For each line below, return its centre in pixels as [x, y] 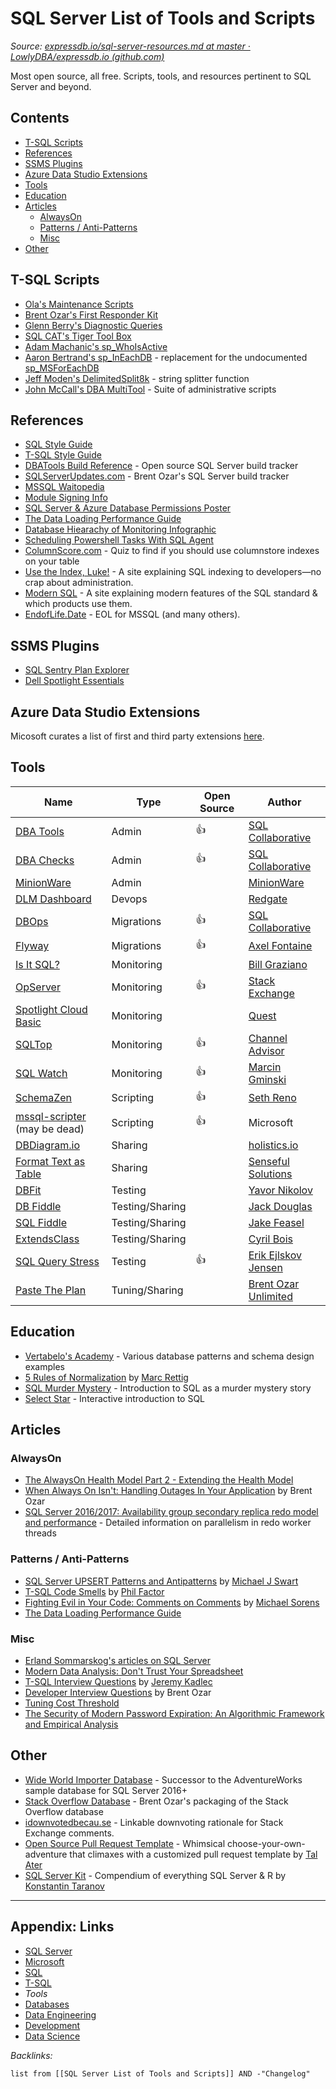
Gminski [267, 1079]
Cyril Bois [271, 1239]
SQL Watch [41, 1073]
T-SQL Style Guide [63, 455]
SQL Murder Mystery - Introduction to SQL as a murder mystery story [168, 1388]
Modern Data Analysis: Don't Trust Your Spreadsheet [134, 1671]
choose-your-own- [266, 1843]
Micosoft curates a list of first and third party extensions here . [137, 736]
